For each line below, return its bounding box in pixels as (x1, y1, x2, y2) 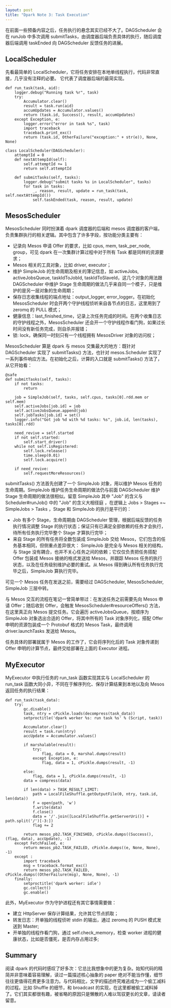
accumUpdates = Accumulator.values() (23, 108, 103, 113)
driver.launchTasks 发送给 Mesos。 (5, 628, 79, 634)
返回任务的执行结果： (5, 687, 50, 693)
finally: (14, 876, 33, 882)
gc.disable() (23, 706, 51, 712)
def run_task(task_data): (5, 697, 60, 703)
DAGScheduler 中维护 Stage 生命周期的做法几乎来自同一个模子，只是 (12, 281, 158, 287)
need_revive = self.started (14, 430, 74, 436)
